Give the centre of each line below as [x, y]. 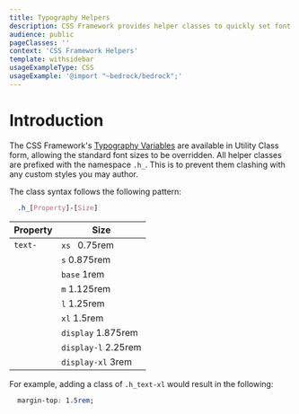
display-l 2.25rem [101, 347]
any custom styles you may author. [74, 174]
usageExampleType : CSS [52, 68]
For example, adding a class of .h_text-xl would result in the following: [141, 383]
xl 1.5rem [83, 318]
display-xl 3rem [97, 362]
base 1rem [83, 274]
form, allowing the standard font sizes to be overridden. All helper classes [146, 154]
